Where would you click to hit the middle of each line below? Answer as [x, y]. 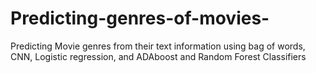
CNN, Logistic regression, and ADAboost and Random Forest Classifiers [158, 56]
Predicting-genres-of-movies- [140, 18]
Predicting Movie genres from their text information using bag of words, [158, 46]
